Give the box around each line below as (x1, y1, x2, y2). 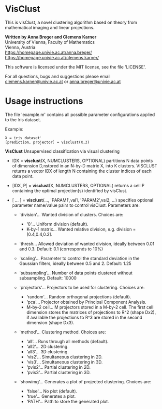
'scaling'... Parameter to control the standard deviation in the (19, 255, 140, 261)
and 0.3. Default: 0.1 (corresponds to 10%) (19, 246, 103, 252)
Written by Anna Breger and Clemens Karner (5, 34, 97, 40)
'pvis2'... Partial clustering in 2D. (26, 364, 91, 370)
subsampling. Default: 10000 (19, 275, 77, 281)
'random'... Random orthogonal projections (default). (26, 294, 132, 299)
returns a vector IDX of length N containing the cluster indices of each (12, 168, 152, 174)
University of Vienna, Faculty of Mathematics (5, 39, 95, 45)
